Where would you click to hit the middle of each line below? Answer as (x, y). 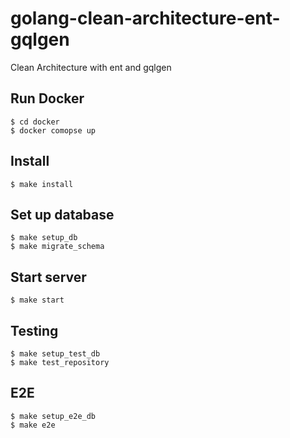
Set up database (62, 214)
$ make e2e (33, 425)
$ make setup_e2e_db (53, 416)
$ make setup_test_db (55, 354)
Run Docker (47, 98)
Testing (34, 330)
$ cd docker (35, 122)
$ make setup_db (44, 238)
